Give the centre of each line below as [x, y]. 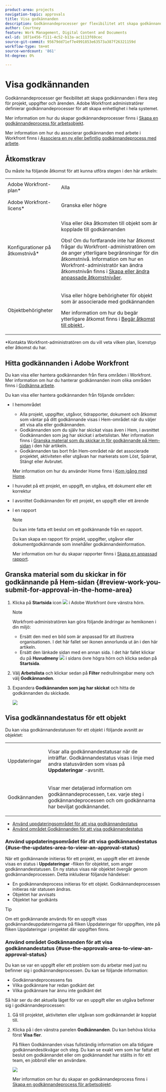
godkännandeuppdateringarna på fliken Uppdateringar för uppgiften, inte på [83, 924]
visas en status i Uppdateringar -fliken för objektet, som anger [69, 864]
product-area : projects [30, 10]
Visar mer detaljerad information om [90, 788]
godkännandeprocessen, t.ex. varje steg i [96, 794]
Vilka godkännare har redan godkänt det [53, 985]
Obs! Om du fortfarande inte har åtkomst [108, 241]
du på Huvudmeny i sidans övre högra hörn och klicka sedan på [88, 658]
